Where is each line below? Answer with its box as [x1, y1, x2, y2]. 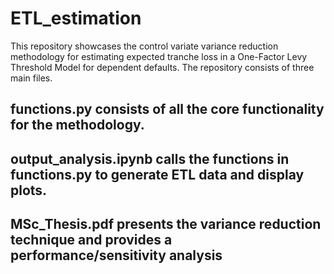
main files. [10, 72, 53, 84]
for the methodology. [10, 117, 145, 134]
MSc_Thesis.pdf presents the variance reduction [10, 216, 322, 233]
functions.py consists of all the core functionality [10, 101, 325, 118]
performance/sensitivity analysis [10, 247, 223, 264]
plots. [10, 182, 48, 199]
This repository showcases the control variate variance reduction [10, 40, 279, 52]
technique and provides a [10, 232, 173, 249]
